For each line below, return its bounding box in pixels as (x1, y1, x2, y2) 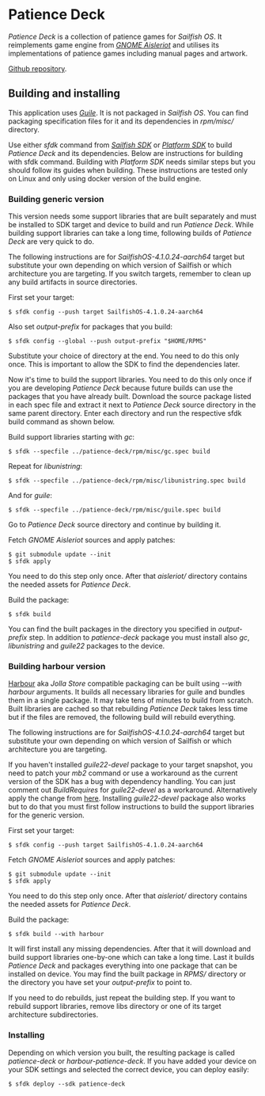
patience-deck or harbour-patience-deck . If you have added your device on (8, 1056, 257, 1066)
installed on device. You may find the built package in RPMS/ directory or (8, 969, 247, 979)
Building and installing (8, 87, 120, 101)
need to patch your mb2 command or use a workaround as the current (8, 768, 238, 778)
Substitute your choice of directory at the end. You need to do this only (8, 351, 240, 361)
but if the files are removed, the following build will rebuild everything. (8, 713, 236, 722)
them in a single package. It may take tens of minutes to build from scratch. (8, 695, 254, 706)
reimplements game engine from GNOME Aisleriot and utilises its (8, 40, 220, 49)
